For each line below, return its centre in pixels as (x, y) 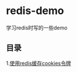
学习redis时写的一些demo (37, 28)
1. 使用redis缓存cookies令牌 (38, 63)
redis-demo (35, 11)
